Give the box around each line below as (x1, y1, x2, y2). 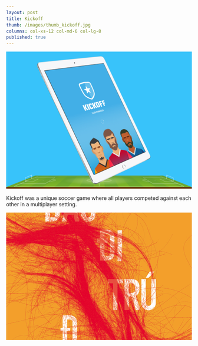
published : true (6, 34, 46, 41)
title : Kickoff (6, 15, 44, 22)
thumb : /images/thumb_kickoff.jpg (6, 22, 91, 28)
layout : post (6, 9, 38, 15)
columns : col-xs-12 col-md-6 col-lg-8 (6, 28, 101, 34)
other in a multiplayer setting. (6, 200, 77, 207)
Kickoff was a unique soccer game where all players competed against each (6, 195, 192, 202)
